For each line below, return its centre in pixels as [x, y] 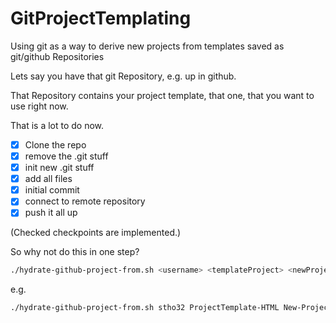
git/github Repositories [57, 56]
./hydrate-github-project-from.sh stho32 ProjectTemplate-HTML [145, 308]
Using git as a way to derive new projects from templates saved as [147, 46]
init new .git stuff [59, 168]
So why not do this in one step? [75, 252]
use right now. [39, 106]
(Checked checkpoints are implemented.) [96, 233]
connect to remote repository [85, 201]
